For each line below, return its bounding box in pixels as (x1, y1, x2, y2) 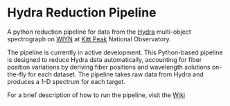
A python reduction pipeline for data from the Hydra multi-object (7, 28, 192, 36)
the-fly (7, 70, 26, 78)
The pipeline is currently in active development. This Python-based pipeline (7, 48, 223, 56)
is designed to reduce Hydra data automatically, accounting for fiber (7, 55, 202, 63)
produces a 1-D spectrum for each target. (7, 77, 126, 85)
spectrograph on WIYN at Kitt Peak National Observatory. (7, 34, 171, 43)
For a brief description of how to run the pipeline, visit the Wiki (7, 91, 186, 99)
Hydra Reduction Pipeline (7, 5, 157, 21)
